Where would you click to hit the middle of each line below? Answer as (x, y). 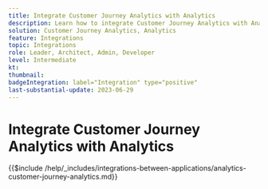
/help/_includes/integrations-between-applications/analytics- (146, 168)
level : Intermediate (43, 61)
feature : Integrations (46, 38)
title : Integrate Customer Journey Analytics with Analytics (112, 16)
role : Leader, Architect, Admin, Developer (82, 53)
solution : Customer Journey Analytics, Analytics (93, 30)
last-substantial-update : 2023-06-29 (71, 90)
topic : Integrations (43, 45)
